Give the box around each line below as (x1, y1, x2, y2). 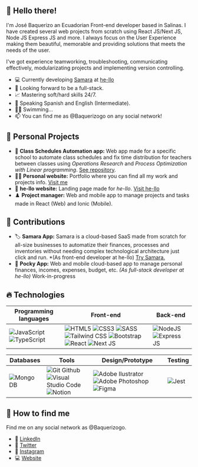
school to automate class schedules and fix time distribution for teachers (14, 154, 192, 161)
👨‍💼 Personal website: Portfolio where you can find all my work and (14, 172, 178, 180)
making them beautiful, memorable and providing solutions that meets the (6, 40, 186, 47)
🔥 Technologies (6, 290, 65, 300)
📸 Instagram (14, 448, 44, 455)
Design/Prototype (101, 356, 153, 365)
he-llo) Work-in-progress (14, 273, 75, 280)
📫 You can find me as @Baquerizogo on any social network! (14, 112, 162, 120)
